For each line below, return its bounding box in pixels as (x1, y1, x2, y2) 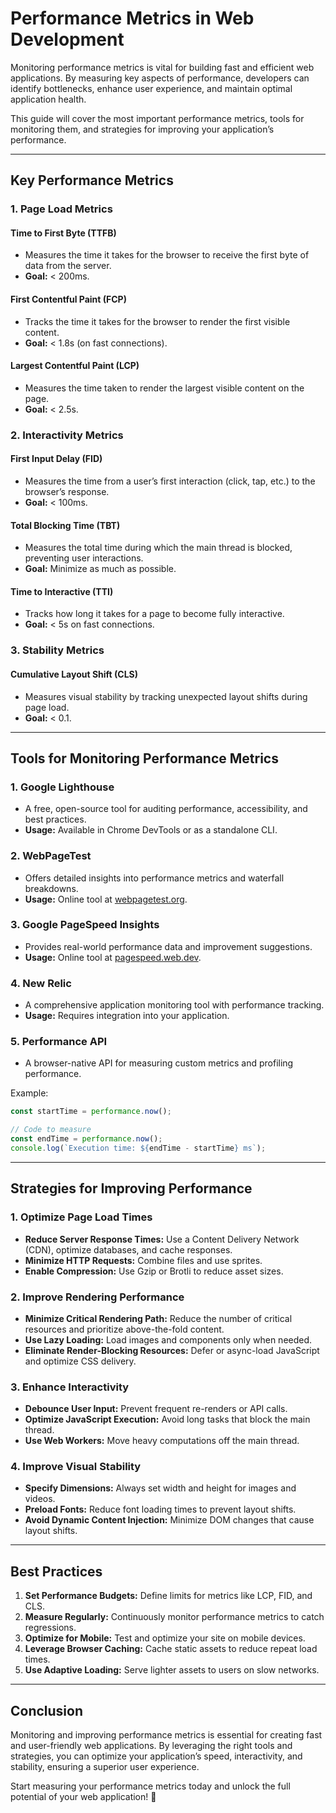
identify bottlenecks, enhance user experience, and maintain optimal (10, 82, 293, 94)
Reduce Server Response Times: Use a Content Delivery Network (24, 1233, 300, 1245)
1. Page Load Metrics (10, 202, 113, 216)
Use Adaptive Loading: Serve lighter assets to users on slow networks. (24, 1664, 320, 1676)
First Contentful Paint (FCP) (10, 293, 127, 306)
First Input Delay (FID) (10, 453, 103, 465)
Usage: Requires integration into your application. (24, 1010, 230, 1022)
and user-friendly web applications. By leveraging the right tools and (10, 1740, 293, 1752)
